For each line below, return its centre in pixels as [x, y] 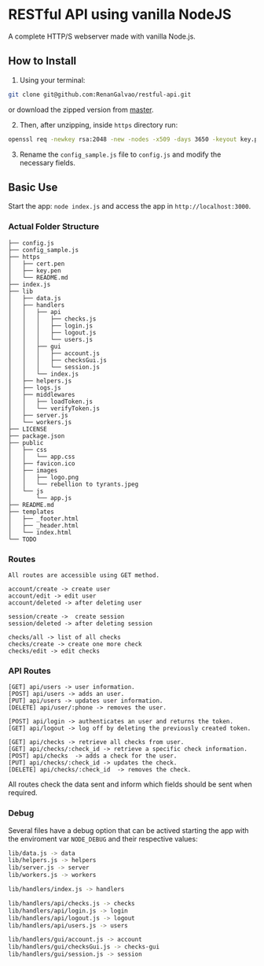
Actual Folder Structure [54, 227]
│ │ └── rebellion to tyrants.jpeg [73, 484]
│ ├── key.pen [35, 270]
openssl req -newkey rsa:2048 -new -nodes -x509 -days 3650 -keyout [123, 139]
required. [23, 793]
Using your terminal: [52, 80]
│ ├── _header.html [44, 525]
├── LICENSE [27, 429]
